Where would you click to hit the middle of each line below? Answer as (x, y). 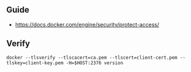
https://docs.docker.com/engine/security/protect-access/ (87, 24)
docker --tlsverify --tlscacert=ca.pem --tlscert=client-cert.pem (92, 57)
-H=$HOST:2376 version (94, 63)
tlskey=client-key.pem (35, 63)
